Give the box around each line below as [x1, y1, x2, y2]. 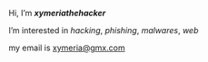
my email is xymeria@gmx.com [8, 42, 125, 53]
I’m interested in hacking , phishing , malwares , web [8, 25, 199, 35]
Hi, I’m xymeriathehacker [8, 8, 106, 18]
